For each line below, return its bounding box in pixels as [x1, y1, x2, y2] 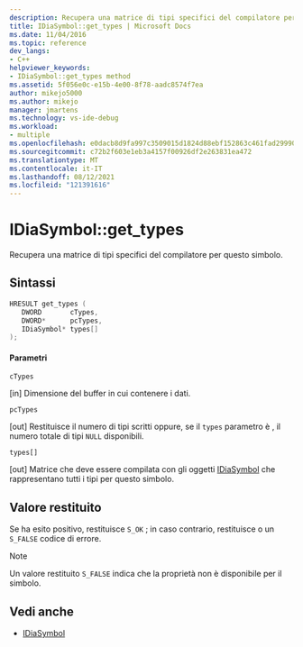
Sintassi [9, 276, 56, 291]
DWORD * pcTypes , [21, 316, 103, 325]
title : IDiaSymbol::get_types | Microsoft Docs [9, 22, 192, 31]
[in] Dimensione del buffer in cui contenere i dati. [9, 388, 191, 399]
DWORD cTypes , [21, 307, 99, 316]
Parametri [9, 352, 48, 363]
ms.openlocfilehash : [9, 139, 87, 148]
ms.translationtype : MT [9, 155, 99, 165]
